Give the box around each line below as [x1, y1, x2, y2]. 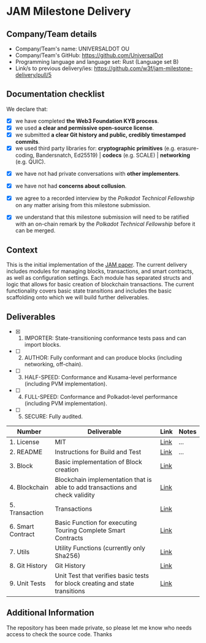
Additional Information [6, 607, 94, 618]
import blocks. [24, 341, 61, 348]
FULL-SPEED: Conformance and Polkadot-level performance [24, 393, 178, 400]
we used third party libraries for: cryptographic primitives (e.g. [15, 144, 176, 152]
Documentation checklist [6, 89, 105, 100]
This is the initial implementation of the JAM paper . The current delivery [6, 261, 188, 269]
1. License [9, 438, 40, 446]
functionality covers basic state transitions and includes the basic [6, 287, 172, 294]
